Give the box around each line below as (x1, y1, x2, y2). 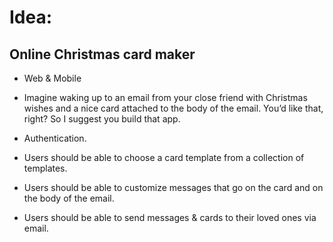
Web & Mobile (23, 72, 82, 84)
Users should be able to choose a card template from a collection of (23, 152, 305, 163)
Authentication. (23, 132, 87, 144)
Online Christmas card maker (9, 46, 196, 63)
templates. (23, 162, 68, 174)
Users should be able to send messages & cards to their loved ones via (23, 212, 317, 223)
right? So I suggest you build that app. (23, 113, 181, 125)
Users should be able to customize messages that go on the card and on (23, 182, 324, 193)
